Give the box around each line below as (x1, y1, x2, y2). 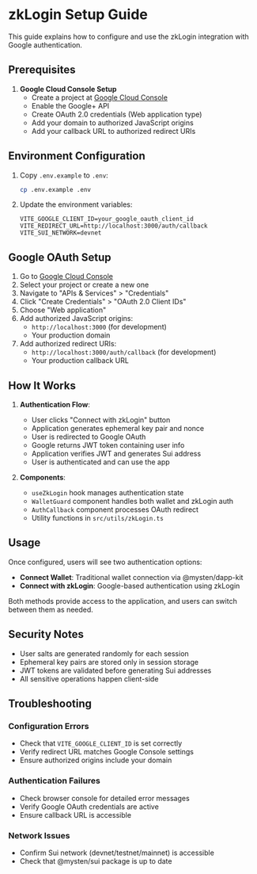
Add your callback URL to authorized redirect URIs (31, 126, 196, 135)
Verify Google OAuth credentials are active (19, 802, 160, 811)
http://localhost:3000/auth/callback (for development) (31, 347, 217, 357)
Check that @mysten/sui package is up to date (19, 856, 172, 865)
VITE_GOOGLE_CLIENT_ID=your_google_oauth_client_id (19, 216, 194, 223)
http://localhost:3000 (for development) (31, 323, 168, 332)
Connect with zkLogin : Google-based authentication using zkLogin (19, 581, 240, 590)
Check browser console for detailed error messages (19, 793, 190, 803)
